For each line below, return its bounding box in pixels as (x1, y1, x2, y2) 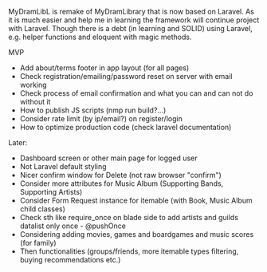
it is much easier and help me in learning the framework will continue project (8, 15, 260, 25)
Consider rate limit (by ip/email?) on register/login (19, 114, 183, 123)
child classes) (19, 204, 66, 214)
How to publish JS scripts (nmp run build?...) (19, 105, 167, 115)
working (19, 80, 47, 89)
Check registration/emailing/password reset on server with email (19, 72, 233, 81)
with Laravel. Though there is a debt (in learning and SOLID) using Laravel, (8, 24, 253, 33)
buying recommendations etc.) (19, 255, 121, 264)
